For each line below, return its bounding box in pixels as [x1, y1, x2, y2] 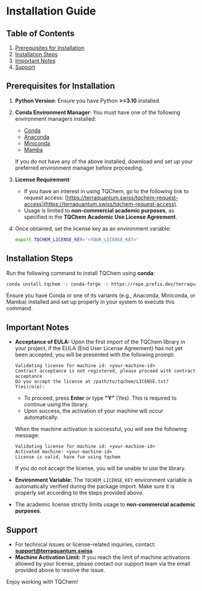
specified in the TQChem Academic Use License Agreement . [23, 213, 177, 220]
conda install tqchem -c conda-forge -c [6, 281, 109, 287]
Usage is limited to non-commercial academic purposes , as [23, 206, 174, 214]
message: [14, 432, 40, 439]
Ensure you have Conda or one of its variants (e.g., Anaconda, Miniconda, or [6, 292, 196, 299]
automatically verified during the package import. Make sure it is [14, 483, 175, 490]
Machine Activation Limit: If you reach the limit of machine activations [14, 554, 191, 561]
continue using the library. [23, 401, 89, 408]
